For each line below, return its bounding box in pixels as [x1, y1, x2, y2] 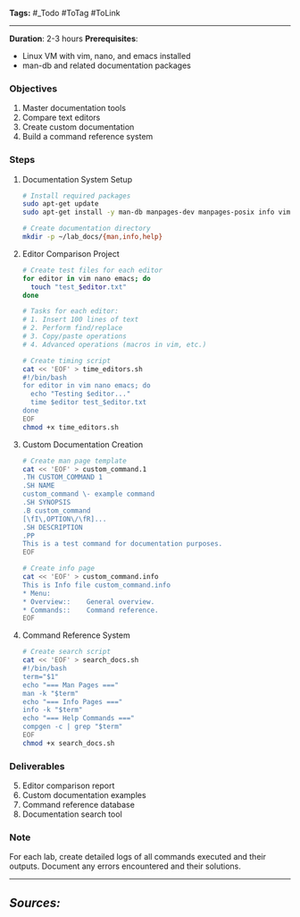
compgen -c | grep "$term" [21, 722, 123, 732]
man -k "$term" [21, 689, 79, 698]
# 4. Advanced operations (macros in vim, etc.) [21, 340, 207, 349]
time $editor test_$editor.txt [30, 398, 147, 407]
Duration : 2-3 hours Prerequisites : [9, 33, 138, 44]
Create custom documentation [21, 122, 135, 132]
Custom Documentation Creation [21, 438, 144, 450]
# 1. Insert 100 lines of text [21, 315, 139, 325]
